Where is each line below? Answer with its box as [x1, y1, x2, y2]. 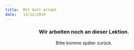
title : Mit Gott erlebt [5, 7, 57, 12]
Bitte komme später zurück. [55, 39, 112, 45]
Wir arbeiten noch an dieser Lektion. [38, 28, 129, 35]
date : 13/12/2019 [5, 12, 46, 17]
